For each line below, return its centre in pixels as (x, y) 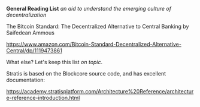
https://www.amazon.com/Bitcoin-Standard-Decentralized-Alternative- (94, 44)
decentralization (26, 15)
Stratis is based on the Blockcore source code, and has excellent (86, 73)
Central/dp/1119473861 (34, 51)
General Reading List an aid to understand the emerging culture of (89, 9)
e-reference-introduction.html (43, 98)
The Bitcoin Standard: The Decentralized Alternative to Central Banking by (98, 26)
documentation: (26, 80)
